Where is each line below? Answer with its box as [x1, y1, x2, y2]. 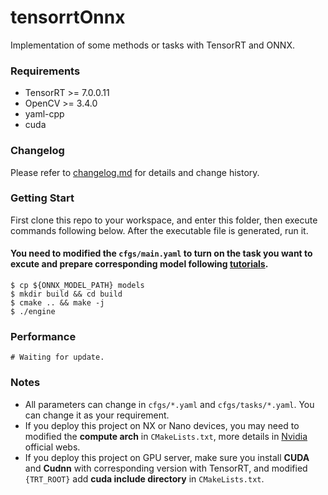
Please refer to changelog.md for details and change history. [10, 166, 260, 178]
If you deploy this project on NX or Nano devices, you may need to [24, 419, 300, 431]
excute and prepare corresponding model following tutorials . [10, 258, 269, 270]
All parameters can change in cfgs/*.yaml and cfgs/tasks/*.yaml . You [24, 398, 315, 410]
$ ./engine [10, 307, 56, 317]
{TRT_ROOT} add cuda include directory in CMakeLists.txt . [24, 472, 265, 485]
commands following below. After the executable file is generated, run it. [10, 224, 309, 236]
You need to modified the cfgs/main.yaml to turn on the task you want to [10, 247, 313, 260]
